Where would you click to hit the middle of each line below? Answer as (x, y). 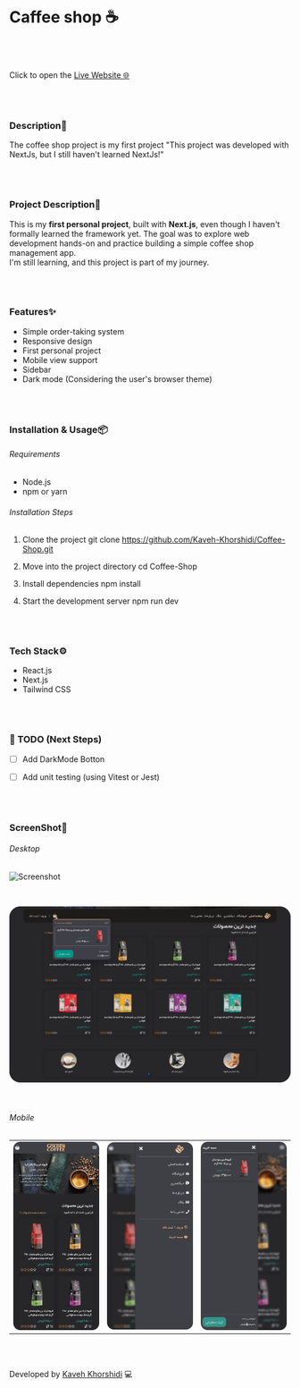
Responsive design (57, 341)
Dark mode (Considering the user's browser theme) (117, 379)
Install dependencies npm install (81, 584)
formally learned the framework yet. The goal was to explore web (129, 233)
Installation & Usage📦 (58, 429)
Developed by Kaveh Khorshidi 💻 (71, 1375)
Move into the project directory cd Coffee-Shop (110, 567)
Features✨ (33, 312)
